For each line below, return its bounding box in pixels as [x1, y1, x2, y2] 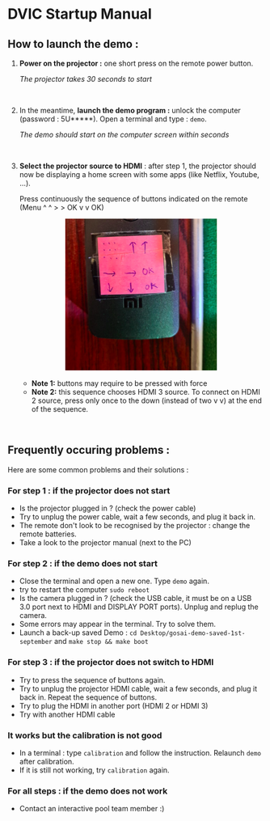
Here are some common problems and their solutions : [7, 464, 189, 474]
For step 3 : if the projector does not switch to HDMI [7, 657, 214, 668]
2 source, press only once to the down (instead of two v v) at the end [31, 396, 262, 405]
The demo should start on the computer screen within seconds [19, 130, 230, 139]
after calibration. [19, 757, 74, 766]
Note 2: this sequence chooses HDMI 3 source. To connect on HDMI [31, 387, 260, 396]
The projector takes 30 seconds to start [19, 74, 153, 83]
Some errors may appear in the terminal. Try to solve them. [19, 620, 216, 629]
